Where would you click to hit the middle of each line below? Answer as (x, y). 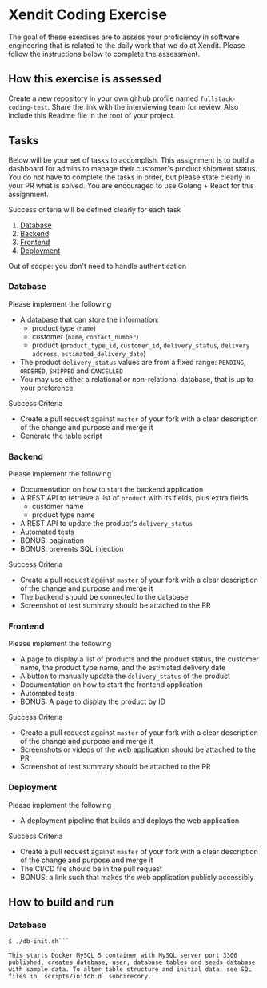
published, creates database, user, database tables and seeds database (132, 962)
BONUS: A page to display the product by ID (93, 701)
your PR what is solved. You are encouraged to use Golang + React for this (131, 185)
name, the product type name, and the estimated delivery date (123, 668)
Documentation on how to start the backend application (112, 489)
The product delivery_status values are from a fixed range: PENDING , (133, 362)
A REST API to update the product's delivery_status (106, 524)
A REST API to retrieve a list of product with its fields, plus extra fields (134, 498)
